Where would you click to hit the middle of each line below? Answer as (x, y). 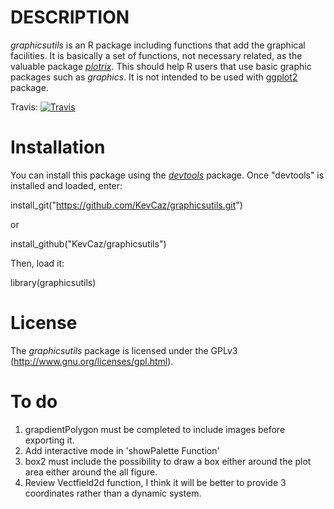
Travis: (24, 107)
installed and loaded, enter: (66, 185)
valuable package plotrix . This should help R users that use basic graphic (161, 66)
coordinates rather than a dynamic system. (113, 493)
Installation (58, 147)
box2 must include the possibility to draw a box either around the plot (168, 461)
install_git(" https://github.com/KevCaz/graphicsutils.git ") (126, 205)
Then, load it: (37, 263)
